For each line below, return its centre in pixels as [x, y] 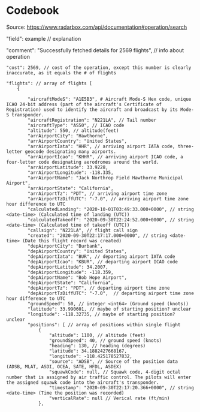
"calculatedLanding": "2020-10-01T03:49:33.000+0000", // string [111, 209]
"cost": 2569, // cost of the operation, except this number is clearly [99, 67]
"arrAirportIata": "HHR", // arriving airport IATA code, [101, 146]
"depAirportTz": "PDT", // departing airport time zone [99, 288]
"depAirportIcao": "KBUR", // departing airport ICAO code [103, 261]
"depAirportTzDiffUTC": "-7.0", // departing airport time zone [111, 293]
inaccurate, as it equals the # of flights [61, 73]
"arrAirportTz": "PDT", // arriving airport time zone [98, 193]
